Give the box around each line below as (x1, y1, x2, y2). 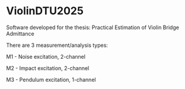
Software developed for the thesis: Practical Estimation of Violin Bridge (6, 24, 180, 31)
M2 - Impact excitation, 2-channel (6, 64, 90, 72)
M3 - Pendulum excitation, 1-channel (6, 76, 96, 83)
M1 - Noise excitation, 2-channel (6, 53, 86, 60)
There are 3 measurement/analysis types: (6, 42, 109, 49)
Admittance (6, 30, 34, 37)
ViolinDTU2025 (6, 4, 84, 18)
